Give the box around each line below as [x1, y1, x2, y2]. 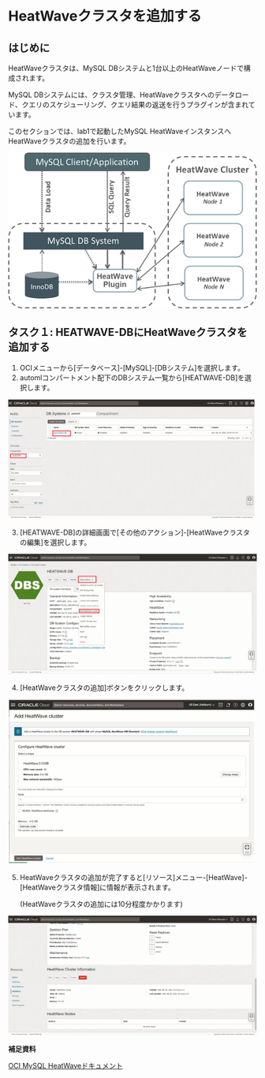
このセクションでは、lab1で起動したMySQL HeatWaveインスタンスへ [8, 127, 232, 136]
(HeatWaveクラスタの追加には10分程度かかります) [19, 900, 183, 909]
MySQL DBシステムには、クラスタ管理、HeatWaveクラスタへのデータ [8, 90, 235, 99]
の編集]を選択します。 [19, 537, 91, 546]
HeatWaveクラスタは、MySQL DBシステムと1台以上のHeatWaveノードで [8, 64, 244, 73]
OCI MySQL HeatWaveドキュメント [8, 1061, 124, 1070]
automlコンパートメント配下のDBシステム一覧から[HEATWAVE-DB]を [19, 372, 245, 382]
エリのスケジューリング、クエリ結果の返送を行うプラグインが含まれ [28, 100, 248, 109]
